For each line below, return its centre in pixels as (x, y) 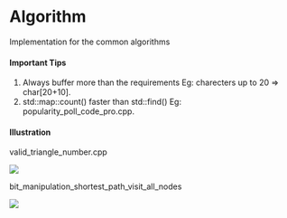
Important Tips (38, 62)
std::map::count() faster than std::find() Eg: (102, 102)
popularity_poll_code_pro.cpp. (79, 111)
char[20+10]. (46, 92)
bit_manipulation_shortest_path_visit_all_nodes (96, 186)
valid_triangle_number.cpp (59, 152)
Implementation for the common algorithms (90, 42)
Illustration (30, 132)
